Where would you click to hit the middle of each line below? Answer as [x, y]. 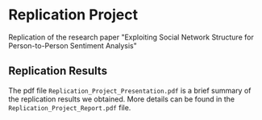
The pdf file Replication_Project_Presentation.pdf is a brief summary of [130, 90]
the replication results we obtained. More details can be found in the [122, 99]
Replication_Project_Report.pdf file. [70, 107]
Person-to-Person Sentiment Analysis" [73, 45]
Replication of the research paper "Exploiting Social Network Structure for [131, 37]
